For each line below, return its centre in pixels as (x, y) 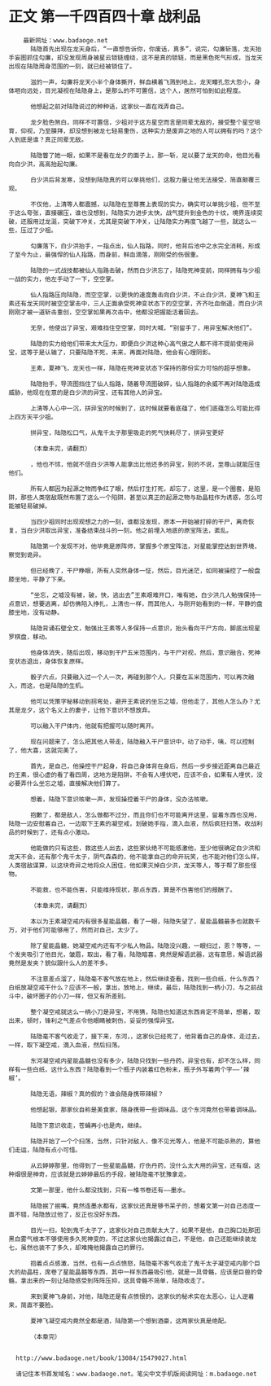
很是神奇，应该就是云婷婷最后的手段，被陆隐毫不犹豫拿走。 (105, 1174)
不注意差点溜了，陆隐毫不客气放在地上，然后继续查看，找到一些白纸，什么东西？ (145, 979)
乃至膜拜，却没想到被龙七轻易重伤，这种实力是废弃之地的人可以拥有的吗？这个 (151, 131)
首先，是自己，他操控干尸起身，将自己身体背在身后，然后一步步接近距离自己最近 (145, 766)
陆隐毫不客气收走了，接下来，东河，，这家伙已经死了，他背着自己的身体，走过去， (146, 1036)
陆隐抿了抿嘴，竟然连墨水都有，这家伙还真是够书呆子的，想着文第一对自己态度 (142, 1206)
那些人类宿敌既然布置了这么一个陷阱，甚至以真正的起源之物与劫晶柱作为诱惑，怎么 (138, 498)
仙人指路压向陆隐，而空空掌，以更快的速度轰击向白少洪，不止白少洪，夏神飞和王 (145, 295)
